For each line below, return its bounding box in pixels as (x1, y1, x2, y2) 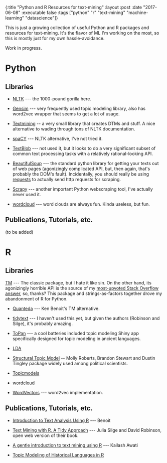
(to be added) (5, 229, 34, 235)
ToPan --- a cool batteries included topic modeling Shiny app (12, 330, 139, 336)
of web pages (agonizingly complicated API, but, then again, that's (12, 166, 150, 172)
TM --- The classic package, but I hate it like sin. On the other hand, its (5, 279, 152, 285)
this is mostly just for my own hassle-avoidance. (5, 35, 105, 41)
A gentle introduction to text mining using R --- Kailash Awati (12, 442, 138, 448)
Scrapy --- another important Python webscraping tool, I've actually (12, 186, 153, 192)
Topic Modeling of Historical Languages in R (12, 451, 104, 458)
